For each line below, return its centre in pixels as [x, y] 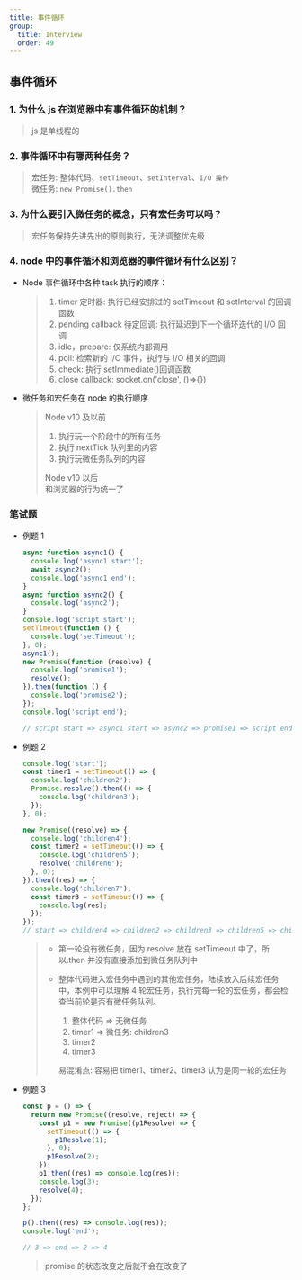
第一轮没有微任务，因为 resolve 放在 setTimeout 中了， [160, 949]
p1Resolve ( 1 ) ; [81, 1140]
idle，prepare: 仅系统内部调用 [113, 347]
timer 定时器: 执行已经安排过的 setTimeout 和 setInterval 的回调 [175, 302]
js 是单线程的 [55, 131]
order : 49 [36, 43]
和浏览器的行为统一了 [84, 489]
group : [22, 26]
